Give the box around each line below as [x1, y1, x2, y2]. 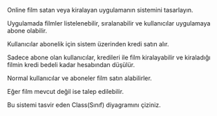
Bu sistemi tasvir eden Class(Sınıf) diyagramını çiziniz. [7, 101, 161, 109]
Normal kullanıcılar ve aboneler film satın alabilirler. [7, 74, 152, 82]
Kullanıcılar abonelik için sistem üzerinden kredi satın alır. [7, 40, 169, 48]
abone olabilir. [7, 27, 48, 35]
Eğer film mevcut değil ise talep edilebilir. [7, 88, 124, 95]
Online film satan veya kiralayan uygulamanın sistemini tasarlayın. [7, 6, 194, 14]
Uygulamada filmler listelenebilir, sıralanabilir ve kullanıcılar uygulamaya [7, 19, 211, 27]
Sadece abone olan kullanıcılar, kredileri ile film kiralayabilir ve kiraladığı [7, 53, 211, 61]
